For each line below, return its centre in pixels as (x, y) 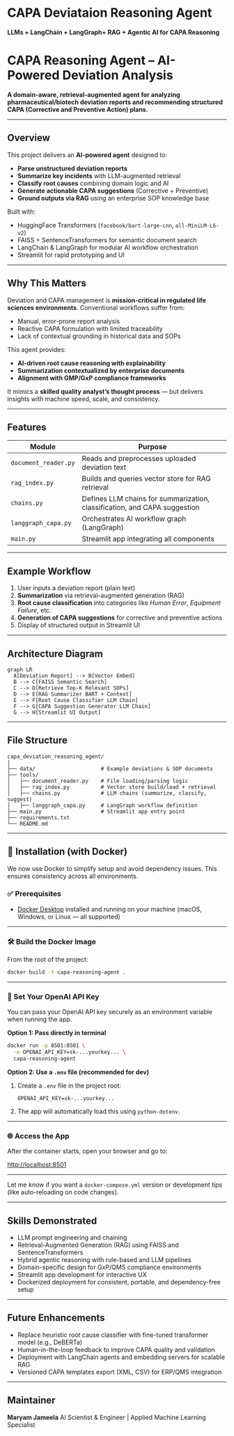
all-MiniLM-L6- (197, 226)
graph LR (20, 669)
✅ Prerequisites (34, 894)
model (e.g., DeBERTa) (50, 1342)
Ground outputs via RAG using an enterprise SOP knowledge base (113, 198)
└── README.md (28, 823)
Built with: (22, 212)
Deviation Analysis (118, 75)
